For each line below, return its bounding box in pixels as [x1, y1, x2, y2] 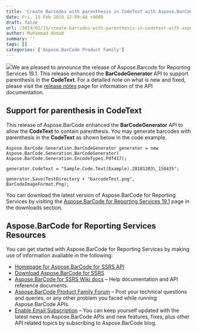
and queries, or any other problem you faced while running [14, 294, 157, 301]
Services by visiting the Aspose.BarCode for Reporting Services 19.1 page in [6, 197, 189, 204]
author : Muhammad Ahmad [6, 31, 64, 36]
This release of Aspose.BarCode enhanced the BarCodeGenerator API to [6, 121, 184, 128]
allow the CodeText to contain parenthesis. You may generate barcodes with [6, 128, 192, 135]
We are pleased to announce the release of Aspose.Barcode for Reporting [12, 63, 191, 71]
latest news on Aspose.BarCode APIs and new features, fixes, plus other [14, 313, 190, 320]
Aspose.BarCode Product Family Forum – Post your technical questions [14, 289, 188, 296]
